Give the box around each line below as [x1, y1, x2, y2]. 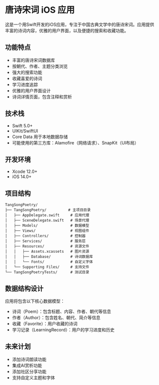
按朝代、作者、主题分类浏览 [12, 63, 68, 69]
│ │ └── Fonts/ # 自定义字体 [5, 260, 93, 264]
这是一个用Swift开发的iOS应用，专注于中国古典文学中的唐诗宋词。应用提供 [5, 21, 155, 27]
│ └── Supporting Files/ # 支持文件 [5, 264, 89, 270]
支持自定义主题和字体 [12, 374, 55, 381]
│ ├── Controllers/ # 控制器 [5, 234, 86, 239]
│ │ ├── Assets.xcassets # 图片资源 [5, 249, 89, 254]
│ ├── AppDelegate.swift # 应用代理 [5, 213, 89, 218]
